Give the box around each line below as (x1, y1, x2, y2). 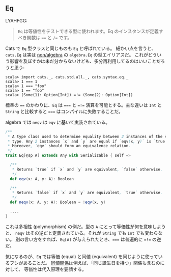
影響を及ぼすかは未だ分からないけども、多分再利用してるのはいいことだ (9, 58, 161, 64)
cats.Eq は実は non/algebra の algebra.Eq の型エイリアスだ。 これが (5, 51, 149, 58)
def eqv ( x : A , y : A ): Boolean (10, 176, 74, 181)
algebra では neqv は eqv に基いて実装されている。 (5, 119, 110, 125)
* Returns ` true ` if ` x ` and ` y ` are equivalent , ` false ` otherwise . (12, 167, 163, 172)
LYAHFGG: (5, 17, 28, 23)
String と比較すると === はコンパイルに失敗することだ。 (5, 108, 123, 114)
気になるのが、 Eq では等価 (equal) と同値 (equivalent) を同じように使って (5, 253, 159, 259)
